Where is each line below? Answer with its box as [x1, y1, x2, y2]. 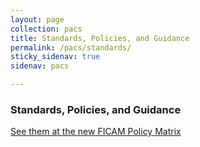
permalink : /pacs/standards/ [10, 42, 132, 53]
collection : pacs [10, 24, 83, 34]
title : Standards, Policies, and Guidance [10, 33, 190, 43]
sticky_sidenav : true [10, 52, 101, 62]
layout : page [10, 14, 65, 25]
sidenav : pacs [10, 61, 70, 71]
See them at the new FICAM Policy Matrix [10, 126, 182, 138]
